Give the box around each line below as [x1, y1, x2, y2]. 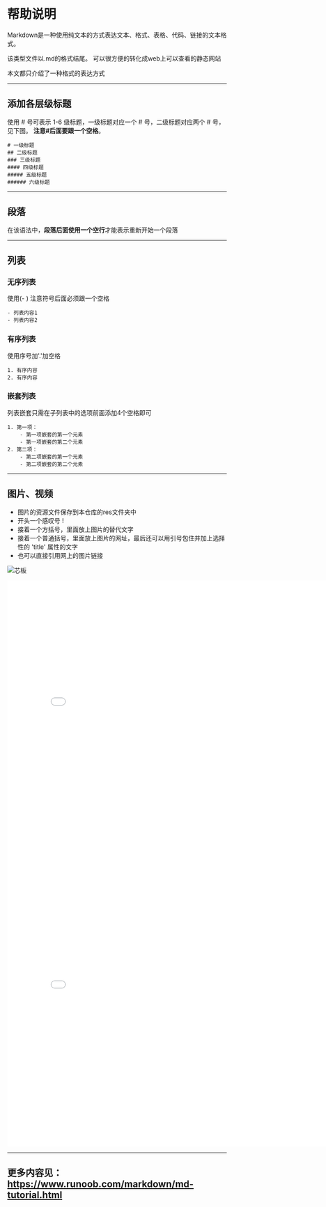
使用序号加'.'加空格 [7, 351, 61, 359]
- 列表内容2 [7, 317, 38, 324]
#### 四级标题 [7, 164, 44, 171]
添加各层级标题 [7, 98, 72, 110]
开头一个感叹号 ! [17, 516, 64, 524]
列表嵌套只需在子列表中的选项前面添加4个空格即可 [7, 408, 152, 416]
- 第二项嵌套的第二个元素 [20, 460, 84, 467]
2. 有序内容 [7, 374, 38, 381]
